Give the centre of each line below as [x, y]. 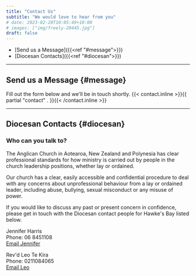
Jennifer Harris [24, 231]
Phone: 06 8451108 [29, 237]
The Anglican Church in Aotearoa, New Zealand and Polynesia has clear [92, 153]
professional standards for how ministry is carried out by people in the [90, 160]
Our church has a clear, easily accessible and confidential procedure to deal [97, 177]
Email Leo [18, 267]
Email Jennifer [23, 243]
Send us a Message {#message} [66, 80]
